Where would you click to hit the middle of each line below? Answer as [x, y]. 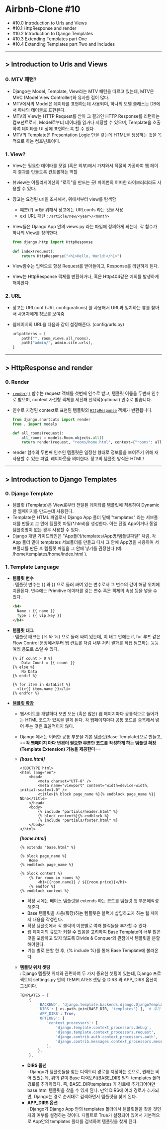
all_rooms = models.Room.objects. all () [63, 438]
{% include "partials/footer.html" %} [78, 820]
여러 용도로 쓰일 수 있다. [36, 649]
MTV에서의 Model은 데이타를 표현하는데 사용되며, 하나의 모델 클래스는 [81, 103]
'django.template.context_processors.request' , [106, 1032]
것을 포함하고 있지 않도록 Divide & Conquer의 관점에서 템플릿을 [89, 938]
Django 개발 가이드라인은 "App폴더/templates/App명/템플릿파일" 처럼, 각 [84, 536]
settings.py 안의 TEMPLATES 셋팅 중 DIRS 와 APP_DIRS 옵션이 [95, 979]
